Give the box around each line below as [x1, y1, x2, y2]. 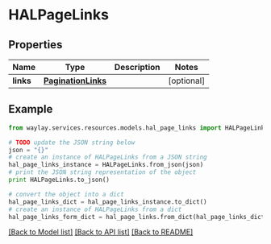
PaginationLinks [43, 75, 107, 86]
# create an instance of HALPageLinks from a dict [8, 205, 182, 213]
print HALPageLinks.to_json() [8, 176, 110, 184]
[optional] [168, 75, 206, 86]
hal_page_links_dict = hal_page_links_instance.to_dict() [8, 197, 207, 206]
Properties [8, 38, 63, 52]
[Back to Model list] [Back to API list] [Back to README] [8, 227, 194, 237]
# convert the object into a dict [8, 190, 125, 198]
